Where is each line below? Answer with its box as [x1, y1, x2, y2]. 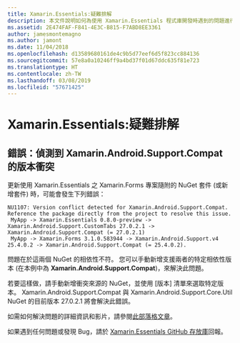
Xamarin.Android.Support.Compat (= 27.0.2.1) [7, 229, 145, 237]
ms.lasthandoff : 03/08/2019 [7, 76, 91, 84]
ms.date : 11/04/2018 [7, 44, 69, 51]
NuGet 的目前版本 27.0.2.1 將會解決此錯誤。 [7, 297, 134, 306]
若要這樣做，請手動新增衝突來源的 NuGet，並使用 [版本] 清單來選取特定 [7, 279, 218, 288]
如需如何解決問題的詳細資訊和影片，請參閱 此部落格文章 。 [7, 312, 176, 321]
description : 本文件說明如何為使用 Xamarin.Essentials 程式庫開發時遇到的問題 [7, 17, 225, 24]
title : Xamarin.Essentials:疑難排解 [7, 10, 112, 18]
